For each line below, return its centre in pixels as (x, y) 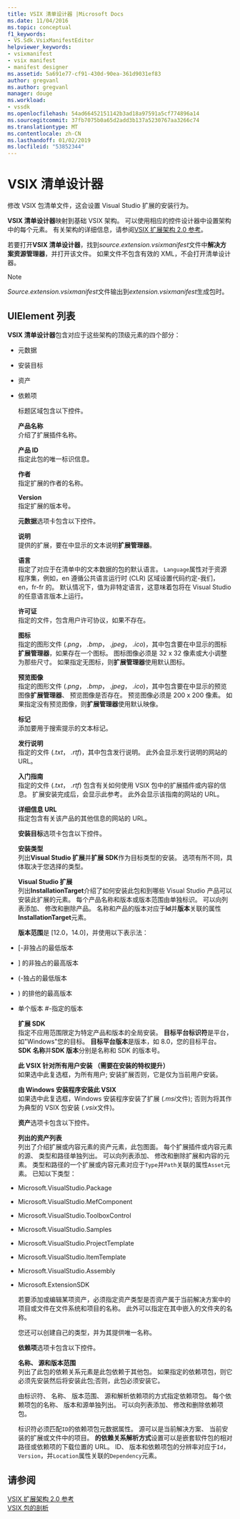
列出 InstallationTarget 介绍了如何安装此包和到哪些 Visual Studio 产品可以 (125, 891)
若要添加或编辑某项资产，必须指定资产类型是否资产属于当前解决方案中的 (124, 1299)
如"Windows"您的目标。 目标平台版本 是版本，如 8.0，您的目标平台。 (119, 1041)
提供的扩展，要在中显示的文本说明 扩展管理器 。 (86, 545)
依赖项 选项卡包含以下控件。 (59, 1348)
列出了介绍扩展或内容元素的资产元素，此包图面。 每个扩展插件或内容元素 (125, 1146)
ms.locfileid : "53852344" (46, 147)
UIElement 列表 (41, 316)
